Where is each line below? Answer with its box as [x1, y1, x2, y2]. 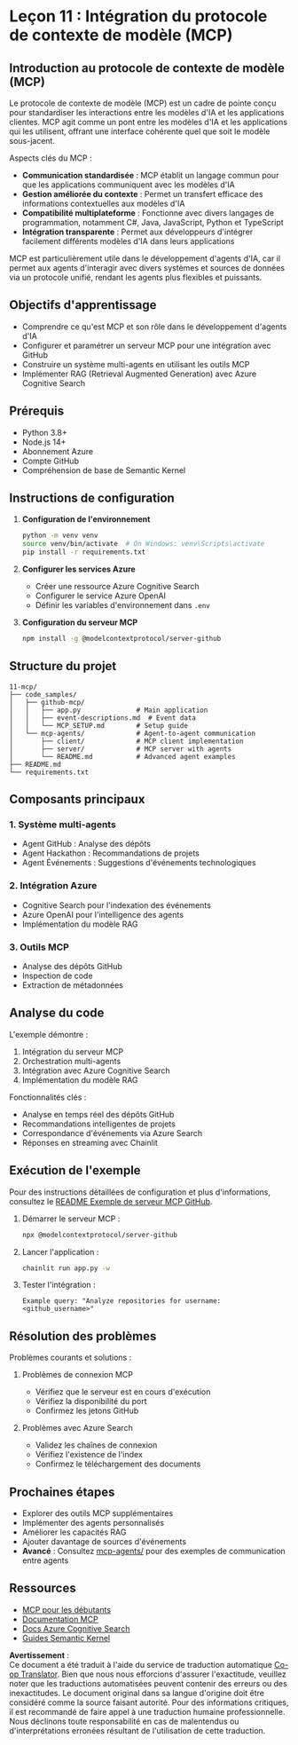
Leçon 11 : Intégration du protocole [9, 6, 268, 27]
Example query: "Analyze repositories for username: [21, 1297, 222, 1306]
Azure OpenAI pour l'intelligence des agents [21, 909, 184, 920]
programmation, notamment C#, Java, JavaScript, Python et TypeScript [21, 217, 284, 227]
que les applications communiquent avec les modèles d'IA [21, 179, 235, 190]
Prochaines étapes [9, 1484, 115, 1499]
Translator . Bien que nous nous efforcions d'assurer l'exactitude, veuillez [20, 1669, 286, 1679]
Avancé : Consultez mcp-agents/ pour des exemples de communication [21, 1546, 286, 1557]
